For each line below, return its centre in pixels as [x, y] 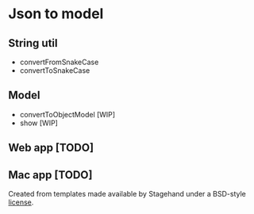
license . [21, 202]
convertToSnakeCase [55, 71]
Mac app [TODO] [50, 175]
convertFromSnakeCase [59, 62]
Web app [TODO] [51, 148]
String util [33, 43]
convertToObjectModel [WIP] [67, 114]
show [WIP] [38, 123]
